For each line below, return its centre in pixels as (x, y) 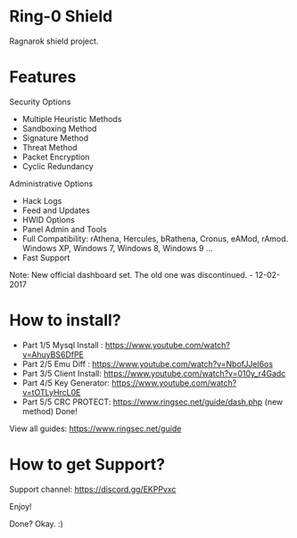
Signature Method (55, 138)
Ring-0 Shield (61, 16)
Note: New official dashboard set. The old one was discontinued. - (132, 274)
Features (43, 77)
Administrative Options (51, 183)
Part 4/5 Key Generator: (66, 383)
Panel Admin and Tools (64, 229)
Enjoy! (21, 506)
